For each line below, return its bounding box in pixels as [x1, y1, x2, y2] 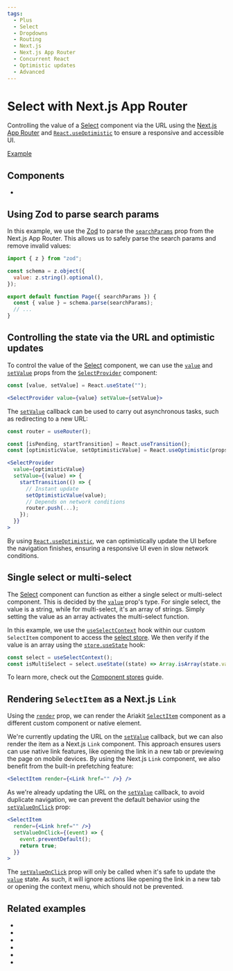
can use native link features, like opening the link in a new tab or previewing [7, 747, 224, 755]
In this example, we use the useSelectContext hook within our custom [7, 625, 206, 634]
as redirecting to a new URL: [7, 415, 88, 423]
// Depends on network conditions [25, 498, 126, 505]
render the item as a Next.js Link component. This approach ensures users [7, 740, 221, 748]
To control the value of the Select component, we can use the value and [7, 361, 213, 369]
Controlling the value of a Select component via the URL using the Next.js [7, 121, 217, 129]
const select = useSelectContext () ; [7, 654, 113, 661]
